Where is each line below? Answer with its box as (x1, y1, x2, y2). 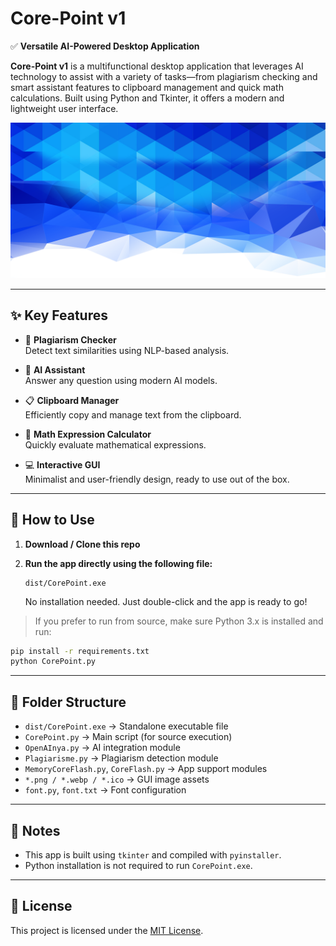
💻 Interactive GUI (24, 458, 101, 471)
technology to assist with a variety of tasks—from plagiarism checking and (10, 70, 318, 82)
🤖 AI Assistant (24, 363, 86, 376)
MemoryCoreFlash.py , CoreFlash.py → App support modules (24, 763, 268, 775)
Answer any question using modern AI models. (24, 374, 218, 386)
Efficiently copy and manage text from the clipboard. (24, 408, 242, 421)
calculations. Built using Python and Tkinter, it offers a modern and (10, 92, 285, 104)
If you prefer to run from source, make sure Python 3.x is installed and (34, 615, 324, 627)
